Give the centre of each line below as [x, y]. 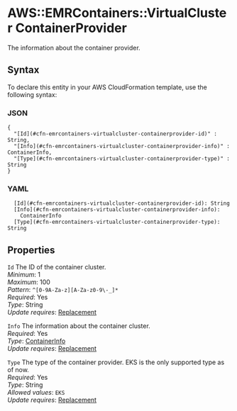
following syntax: [32, 94]
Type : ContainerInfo [37, 341]
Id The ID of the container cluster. [57, 267]
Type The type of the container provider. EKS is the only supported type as [116, 362]
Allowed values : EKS [36, 393]
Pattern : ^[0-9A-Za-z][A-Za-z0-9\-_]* [63, 290]
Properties [31, 250]
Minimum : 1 [24, 275]
